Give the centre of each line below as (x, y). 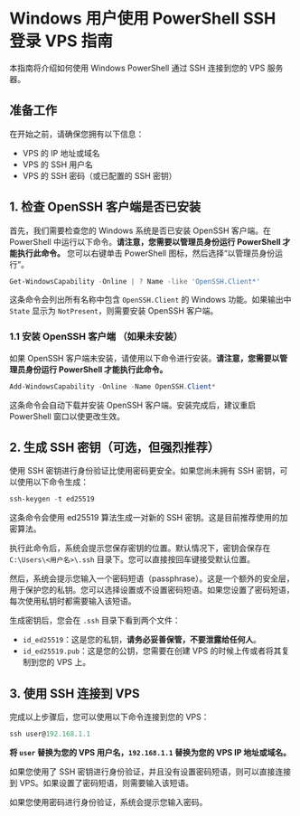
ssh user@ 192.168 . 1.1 (50, 734)
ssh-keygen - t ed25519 (52, 499)
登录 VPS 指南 (61, 41)
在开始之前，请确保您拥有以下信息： (77, 134)
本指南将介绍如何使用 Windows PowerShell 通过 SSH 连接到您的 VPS (137, 68)
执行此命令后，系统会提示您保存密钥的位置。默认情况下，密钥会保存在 (140, 549)
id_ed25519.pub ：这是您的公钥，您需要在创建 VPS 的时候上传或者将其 (152, 651)
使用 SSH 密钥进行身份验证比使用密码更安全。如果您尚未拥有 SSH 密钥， (145, 471)
